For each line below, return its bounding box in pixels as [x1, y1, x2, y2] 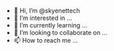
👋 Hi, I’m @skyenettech [13, 7, 81, 14]
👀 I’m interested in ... [13, 14, 73, 22]
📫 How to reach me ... [13, 37, 78, 44]
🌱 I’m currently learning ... [13, 21, 88, 29]
